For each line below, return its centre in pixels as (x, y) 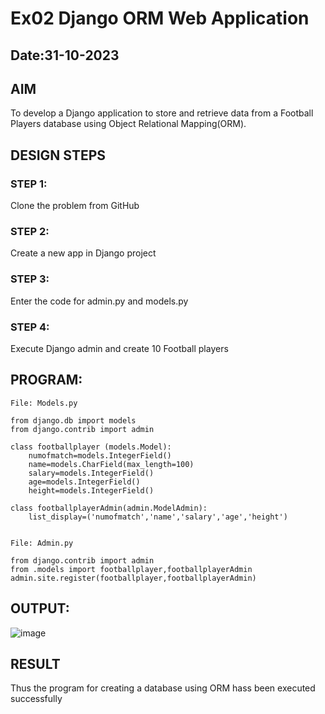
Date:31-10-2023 (65, 55)
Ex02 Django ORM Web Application (160, 18)
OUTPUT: (40, 608)
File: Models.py (44, 403)
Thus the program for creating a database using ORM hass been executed (163, 688)
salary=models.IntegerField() (91, 473)
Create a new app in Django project (83, 253)
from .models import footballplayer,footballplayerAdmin (131, 569)
